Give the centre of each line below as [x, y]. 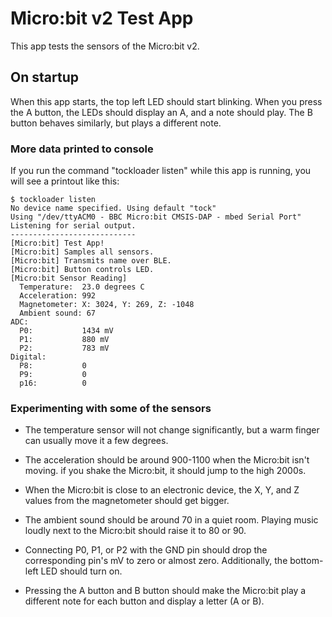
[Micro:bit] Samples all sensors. [82, 252]
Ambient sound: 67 [58, 313]
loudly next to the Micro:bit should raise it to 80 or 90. [135, 531]
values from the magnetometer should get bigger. [127, 501]
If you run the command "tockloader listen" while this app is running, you [161, 171]
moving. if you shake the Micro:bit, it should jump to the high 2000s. [165, 471]
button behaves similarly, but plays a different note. [116, 123]
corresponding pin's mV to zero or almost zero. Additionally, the [156, 561]
